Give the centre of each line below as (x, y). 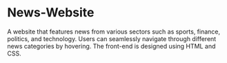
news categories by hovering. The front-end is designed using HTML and (111, 46)
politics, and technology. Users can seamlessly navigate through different (112, 38)
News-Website (51, 13)
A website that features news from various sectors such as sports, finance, (114, 32)
